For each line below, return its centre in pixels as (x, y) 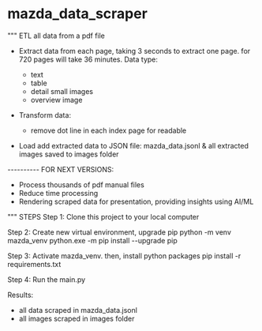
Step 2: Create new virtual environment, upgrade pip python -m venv (120, 232)
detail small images (62, 91)
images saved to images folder (69, 154)
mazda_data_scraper (77, 14)
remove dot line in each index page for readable (109, 130)
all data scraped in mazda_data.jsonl (78, 310)
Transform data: (45, 115)
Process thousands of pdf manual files (82, 184)
